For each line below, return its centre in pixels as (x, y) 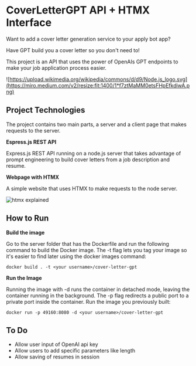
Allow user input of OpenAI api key (56, 344)
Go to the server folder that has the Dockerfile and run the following (88, 243)
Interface (29, 23)
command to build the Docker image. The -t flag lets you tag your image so (97, 250)
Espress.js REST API (31, 142)
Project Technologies (46, 110)
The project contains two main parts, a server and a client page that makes (97, 124)
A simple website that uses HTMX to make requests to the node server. (92, 188)
